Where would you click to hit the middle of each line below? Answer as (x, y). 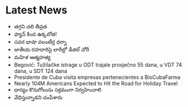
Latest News (37, 10)
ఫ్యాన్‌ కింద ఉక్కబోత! (35, 34)
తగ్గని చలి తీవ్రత (30, 26)
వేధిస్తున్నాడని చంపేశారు (38, 97)
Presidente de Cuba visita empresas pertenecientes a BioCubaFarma (97, 77)
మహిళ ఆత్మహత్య (32, 57)
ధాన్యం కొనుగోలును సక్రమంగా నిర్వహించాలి (58, 89)
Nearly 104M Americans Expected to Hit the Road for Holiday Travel (96, 83)
